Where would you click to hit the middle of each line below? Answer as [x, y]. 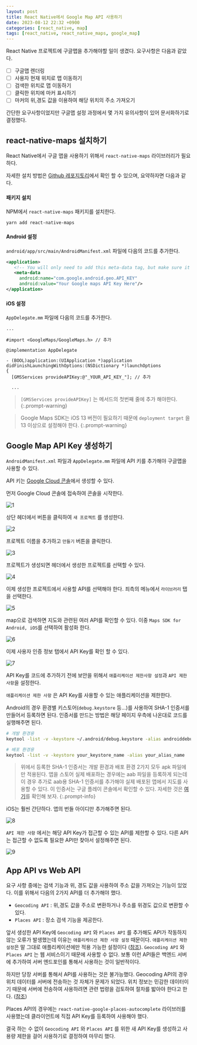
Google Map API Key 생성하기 [59, 446]
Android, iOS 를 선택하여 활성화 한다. [48, 627]
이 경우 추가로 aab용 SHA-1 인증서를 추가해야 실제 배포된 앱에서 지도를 [101, 782]
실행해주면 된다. [24, 722]
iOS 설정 [16, 303]
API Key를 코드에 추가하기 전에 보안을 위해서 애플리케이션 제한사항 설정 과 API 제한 [97, 675]
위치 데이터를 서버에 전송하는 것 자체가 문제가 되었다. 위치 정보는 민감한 [87, 982]
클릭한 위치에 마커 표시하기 [45, 93]
